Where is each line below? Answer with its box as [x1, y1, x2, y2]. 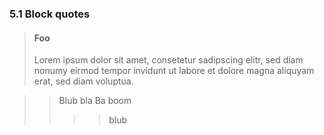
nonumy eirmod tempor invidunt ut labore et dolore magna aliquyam [33, 65, 315, 77]
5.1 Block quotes [9, 7, 91, 21]
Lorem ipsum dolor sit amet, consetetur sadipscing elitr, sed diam [33, 54, 304, 66]
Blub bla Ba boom [58, 95, 132, 107]
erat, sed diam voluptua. [33, 75, 134, 87]
